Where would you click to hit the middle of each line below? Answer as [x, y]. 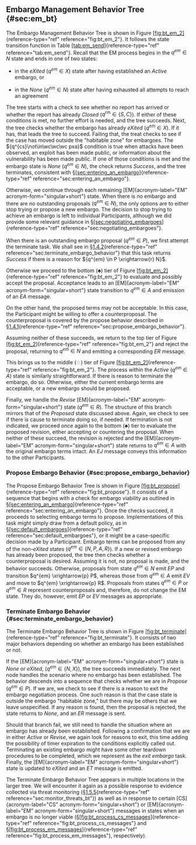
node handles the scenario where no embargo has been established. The [94, 675]
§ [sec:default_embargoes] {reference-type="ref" [64, 529]
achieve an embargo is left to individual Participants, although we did [89, 215]
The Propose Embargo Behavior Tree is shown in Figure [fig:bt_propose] [93, 485]
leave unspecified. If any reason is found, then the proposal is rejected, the [96, 707]
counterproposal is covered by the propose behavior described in [85, 320]
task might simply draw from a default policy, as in [66, 523]
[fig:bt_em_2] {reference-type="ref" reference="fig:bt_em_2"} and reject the [97, 344]
